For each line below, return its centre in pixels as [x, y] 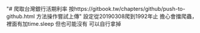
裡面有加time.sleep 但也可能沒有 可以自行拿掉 [64, 24]
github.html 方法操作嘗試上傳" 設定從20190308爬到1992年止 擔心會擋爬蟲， [102, 16]
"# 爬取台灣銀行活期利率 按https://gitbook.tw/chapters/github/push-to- [96, 9]
